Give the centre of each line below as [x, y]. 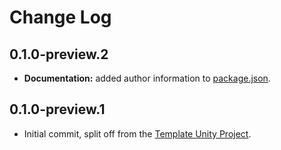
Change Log [60, 17]
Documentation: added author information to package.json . [147, 78]
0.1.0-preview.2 [59, 54]
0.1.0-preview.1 [57, 109]
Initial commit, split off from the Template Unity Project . [137, 133]
